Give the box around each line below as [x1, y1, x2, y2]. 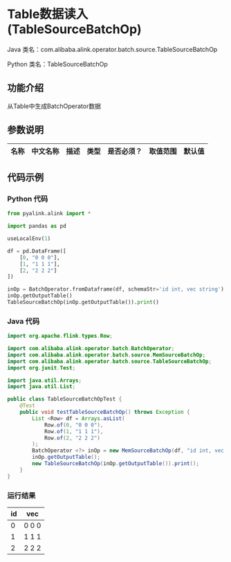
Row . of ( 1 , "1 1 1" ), [44, 428, 104, 435]
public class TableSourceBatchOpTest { [7, 396, 122, 403]
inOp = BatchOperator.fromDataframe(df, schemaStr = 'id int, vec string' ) [7, 286, 225, 293]
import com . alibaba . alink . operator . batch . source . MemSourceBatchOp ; [7, 351, 206, 359]
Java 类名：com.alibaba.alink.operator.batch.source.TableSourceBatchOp [7, 45, 218, 53]
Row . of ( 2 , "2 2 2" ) [44, 434, 100, 442]
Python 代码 [7, 194, 48, 203]
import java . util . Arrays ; [7, 377, 82, 384]
